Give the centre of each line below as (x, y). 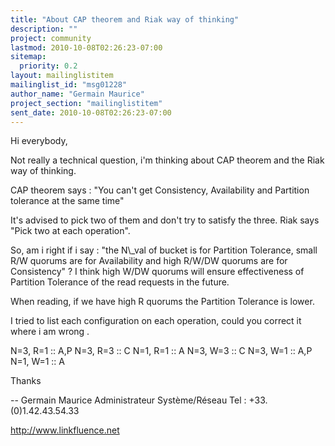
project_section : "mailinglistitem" (86, 103)
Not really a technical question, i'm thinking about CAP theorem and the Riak (167, 160)
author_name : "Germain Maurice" (77, 94)
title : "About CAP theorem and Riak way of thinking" (125, 19)
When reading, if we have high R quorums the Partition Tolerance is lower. (162, 302)
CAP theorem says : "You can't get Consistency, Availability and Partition (160, 190)
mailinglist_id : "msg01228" (69, 85)
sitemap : (28, 57)
